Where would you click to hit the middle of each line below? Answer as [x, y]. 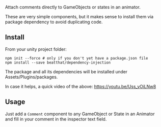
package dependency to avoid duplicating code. [54, 22]
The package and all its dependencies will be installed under [66, 71]
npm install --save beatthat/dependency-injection [58, 63]
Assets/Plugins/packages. [31, 77]
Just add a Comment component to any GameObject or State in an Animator [80, 114]
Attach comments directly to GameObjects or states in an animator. [73, 7]
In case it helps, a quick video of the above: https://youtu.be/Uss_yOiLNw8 [80, 86]
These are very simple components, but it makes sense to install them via [79, 16]
